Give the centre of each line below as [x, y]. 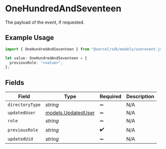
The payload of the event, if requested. [45, 22]
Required [111, 97]
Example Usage [30, 38]
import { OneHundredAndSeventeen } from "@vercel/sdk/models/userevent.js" [85, 49]
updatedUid [20, 139]
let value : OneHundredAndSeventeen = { [46, 58]
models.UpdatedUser [70, 113]
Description [140, 97]
